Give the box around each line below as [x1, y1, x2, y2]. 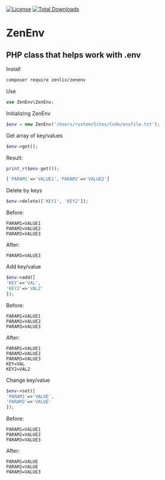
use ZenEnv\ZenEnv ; [6, 99, 54, 105]
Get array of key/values [6, 132, 63, 139]
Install [6, 66, 21, 72]
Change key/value [6, 376, 50, 384]
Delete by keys [6, 187, 43, 194]
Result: [6, 154, 23, 161]
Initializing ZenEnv [6, 109, 51, 117]
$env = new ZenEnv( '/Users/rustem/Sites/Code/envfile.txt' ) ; [6, 121, 160, 127]
